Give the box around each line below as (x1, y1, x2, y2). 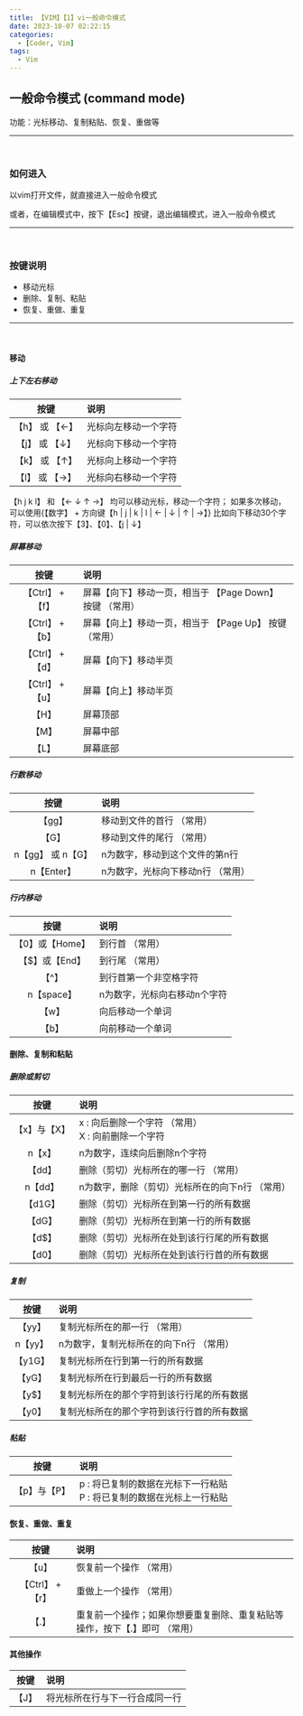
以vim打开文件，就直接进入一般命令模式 (9, 190, 158, 201)
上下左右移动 (9, 375, 57, 386)
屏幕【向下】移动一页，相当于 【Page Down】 (82, 586, 279, 599)
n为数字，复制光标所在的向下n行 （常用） (58, 1338, 234, 1350)
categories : (9, 30, 54, 39)
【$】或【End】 (18, 954, 87, 966)
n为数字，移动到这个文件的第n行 (101, 848, 239, 861)
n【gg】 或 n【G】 (14, 848, 93, 861)
